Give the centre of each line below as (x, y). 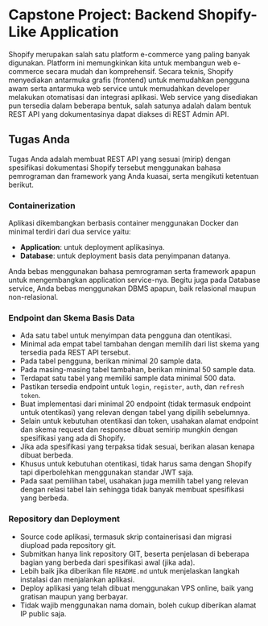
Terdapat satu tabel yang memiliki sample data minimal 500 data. (128, 378)
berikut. (21, 184)
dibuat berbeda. (47, 455)
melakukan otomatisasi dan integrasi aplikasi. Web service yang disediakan (133, 97)
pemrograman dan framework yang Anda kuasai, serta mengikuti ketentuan (134, 176)
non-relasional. (33, 297)
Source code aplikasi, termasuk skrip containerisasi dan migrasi (126, 537)
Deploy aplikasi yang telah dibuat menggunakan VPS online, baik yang (136, 588)
